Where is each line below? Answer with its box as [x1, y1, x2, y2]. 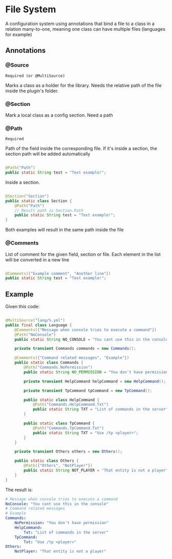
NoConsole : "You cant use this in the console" [5, 501, 109, 506]
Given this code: [5, 304, 40, 310]
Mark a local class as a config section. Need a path [5, 112, 114, 118]
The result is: [5, 486, 33, 492]
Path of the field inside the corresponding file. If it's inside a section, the [5, 145, 157, 152]
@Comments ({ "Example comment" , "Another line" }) [5, 271, 111, 276]
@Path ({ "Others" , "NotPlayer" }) [24, 463, 93, 468]
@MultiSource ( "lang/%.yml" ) [5, 318, 66, 323]
